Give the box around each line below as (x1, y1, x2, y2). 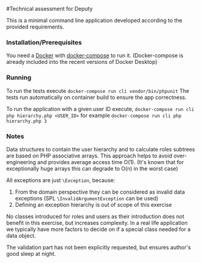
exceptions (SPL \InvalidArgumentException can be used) (14, 194, 158, 201)
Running (6, 74, 32, 82)
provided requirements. (6, 24, 64, 30)
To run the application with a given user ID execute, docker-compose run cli (6, 105, 194, 112)
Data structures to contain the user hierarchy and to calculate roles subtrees (6, 145, 196, 153)
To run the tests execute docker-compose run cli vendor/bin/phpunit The (6, 87, 190, 94)
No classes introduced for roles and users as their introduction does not (6, 212, 185, 220)
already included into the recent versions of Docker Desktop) (6, 59, 158, 66)
